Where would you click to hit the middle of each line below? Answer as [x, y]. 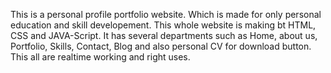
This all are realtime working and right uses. [100, 57]
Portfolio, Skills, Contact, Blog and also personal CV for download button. [161, 46]
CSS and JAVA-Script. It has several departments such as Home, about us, [164, 35]
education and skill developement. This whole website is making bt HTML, [163, 25]
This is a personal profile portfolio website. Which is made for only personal [166, 14]
